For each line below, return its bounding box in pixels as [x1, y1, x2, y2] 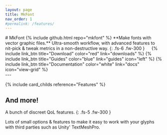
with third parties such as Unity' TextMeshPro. [5, 124, 101, 130]
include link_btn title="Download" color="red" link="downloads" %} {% [5, 51, 152, 57]
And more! [5, 96, 39, 105]
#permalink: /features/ [5, 21, 55, 26]
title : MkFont [5, 12, 35, 17]
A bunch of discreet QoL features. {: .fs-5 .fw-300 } [5, 109, 111, 115]
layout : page [5, 7, 32, 12]
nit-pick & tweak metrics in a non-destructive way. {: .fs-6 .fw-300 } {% [5, 45, 158, 51]
